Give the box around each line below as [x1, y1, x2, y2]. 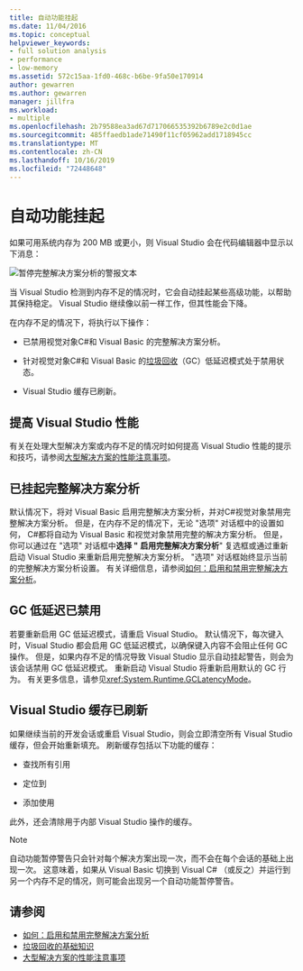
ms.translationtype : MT [9, 139, 99, 148]
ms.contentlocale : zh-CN [9, 147, 103, 156]
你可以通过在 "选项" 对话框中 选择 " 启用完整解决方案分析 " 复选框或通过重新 [9, 540, 289, 551]
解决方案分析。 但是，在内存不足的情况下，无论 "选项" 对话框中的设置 [16, 518, 277, 528]
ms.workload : [9, 105, 59, 115]
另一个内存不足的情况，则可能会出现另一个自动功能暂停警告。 [9, 875, 239, 886]
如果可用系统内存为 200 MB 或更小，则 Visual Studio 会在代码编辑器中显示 [9, 237, 286, 248]
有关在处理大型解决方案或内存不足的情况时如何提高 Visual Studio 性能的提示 [9, 441, 291, 452]
